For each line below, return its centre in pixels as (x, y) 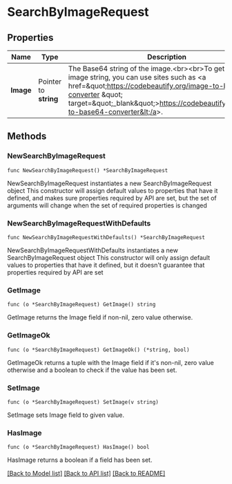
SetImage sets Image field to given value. (66, 415)
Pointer (50, 82)
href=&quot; (88, 86)
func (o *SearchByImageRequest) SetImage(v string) (83, 402)
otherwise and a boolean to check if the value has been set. (92, 370)
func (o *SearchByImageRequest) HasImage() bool (78, 447)
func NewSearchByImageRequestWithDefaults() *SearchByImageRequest (106, 237)
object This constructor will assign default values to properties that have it (113, 190)
